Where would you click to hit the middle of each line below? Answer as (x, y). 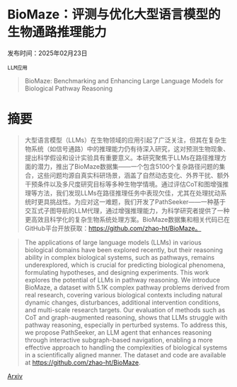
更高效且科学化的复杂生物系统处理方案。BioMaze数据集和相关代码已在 (127, 219)
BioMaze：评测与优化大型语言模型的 (114, 14)
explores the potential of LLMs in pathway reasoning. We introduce (122, 280)
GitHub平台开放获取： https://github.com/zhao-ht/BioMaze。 (113, 228)
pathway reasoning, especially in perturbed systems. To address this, (126, 325)
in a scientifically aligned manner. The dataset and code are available (125, 355)
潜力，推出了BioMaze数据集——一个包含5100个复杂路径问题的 (128, 166)
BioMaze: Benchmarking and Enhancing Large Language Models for (124, 81)
